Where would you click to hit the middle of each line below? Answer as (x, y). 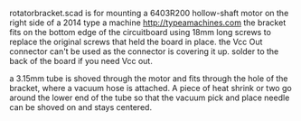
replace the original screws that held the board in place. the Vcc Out (136, 42)
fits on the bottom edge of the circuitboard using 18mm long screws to (140, 32)
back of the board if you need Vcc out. (81, 61)
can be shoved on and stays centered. (80, 107)
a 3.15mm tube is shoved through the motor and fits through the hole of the (149, 79)
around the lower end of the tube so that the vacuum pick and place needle (150, 98)
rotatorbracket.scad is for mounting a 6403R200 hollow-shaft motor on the (149, 13)
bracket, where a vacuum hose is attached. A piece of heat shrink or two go (150, 88)
